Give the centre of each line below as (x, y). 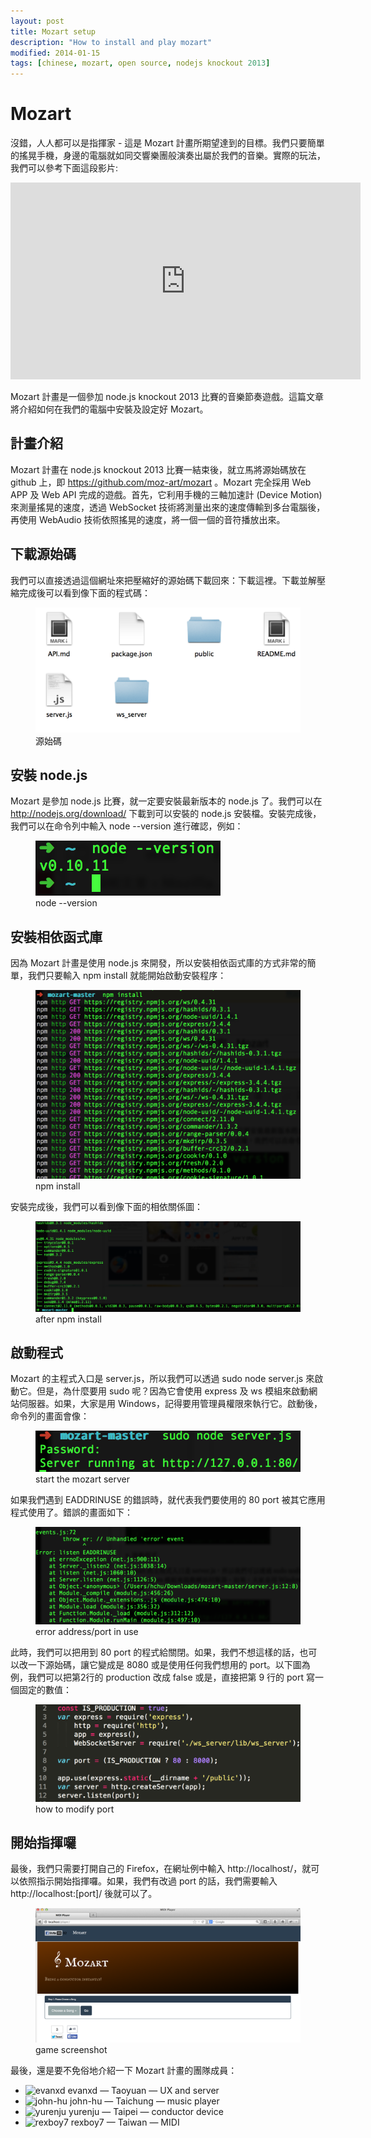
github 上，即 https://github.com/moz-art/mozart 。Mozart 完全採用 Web (161, 482)
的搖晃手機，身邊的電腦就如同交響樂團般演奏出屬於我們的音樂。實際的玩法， (168, 156)
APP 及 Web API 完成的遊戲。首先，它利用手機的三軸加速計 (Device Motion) (166, 494)
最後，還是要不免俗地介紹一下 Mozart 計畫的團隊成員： (124, 2070)
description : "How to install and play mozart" (111, 42)
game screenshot (71, 2049)
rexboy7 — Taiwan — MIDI (125, 2122)
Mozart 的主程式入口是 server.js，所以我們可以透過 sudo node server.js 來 (162, 1379)
